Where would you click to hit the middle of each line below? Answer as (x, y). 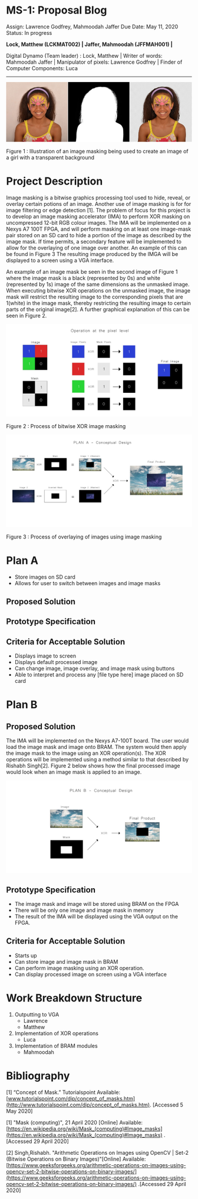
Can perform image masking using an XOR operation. (79, 968)
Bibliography (38, 1075)
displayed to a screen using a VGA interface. (60, 260)
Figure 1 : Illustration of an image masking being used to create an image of (97, 151)
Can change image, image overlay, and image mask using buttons (95, 669)
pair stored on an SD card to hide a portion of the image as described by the (99, 235)
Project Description (55, 181)
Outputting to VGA (37, 1014)
